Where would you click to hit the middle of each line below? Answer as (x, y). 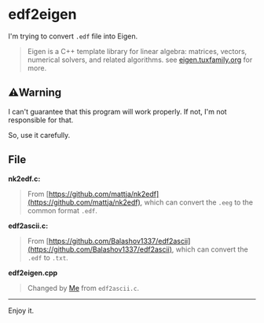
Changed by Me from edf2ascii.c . (83, 288)
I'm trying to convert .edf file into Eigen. (73, 36)
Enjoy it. (21, 310)
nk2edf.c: (24, 179)
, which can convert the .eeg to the (197, 202)
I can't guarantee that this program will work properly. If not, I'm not (117, 111)
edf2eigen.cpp (33, 273)
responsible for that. (41, 120)
